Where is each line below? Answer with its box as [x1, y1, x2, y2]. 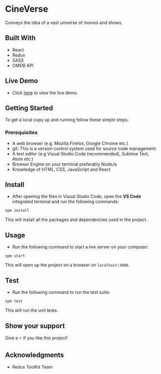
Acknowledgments [5, 351, 65, 359]
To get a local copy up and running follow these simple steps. [5, 117, 129, 123]
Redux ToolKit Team [12, 364, 53, 370]
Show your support [5, 322, 65, 330]
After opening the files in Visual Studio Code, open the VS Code [12, 194, 141, 199]
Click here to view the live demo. [12, 90, 78, 96]
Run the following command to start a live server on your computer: [12, 244, 149, 250]
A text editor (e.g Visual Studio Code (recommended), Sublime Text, [12, 150, 149, 156]
